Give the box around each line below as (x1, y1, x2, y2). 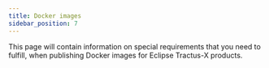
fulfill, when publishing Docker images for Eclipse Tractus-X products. (8, 50, 243, 60)
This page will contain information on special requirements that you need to (8, 41, 262, 51)
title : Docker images (8, 11, 82, 20)
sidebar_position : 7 (8, 19, 79, 28)
